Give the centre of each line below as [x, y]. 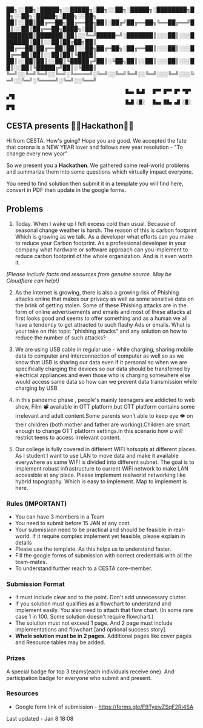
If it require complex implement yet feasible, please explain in [109, 536]
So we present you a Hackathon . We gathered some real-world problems [98, 165]
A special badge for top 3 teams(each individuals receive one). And [90, 672]
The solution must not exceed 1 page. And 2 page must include [94, 623]
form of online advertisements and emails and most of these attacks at [103, 311]
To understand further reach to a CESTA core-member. [84, 568]
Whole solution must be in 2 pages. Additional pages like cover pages [103, 636]
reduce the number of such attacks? [60, 338]
